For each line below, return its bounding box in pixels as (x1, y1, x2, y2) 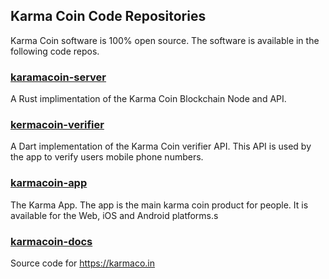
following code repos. (10, 45, 100, 57)
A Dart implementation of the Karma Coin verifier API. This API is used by (10, 140, 312, 153)
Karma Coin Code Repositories (10, 8, 207, 25)
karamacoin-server (10, 70, 107, 84)
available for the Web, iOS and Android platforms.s (10, 209, 219, 221)
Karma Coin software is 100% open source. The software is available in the (10, 34, 320, 46)
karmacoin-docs (10, 234, 93, 248)
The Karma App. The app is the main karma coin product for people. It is (10, 199, 309, 211)
